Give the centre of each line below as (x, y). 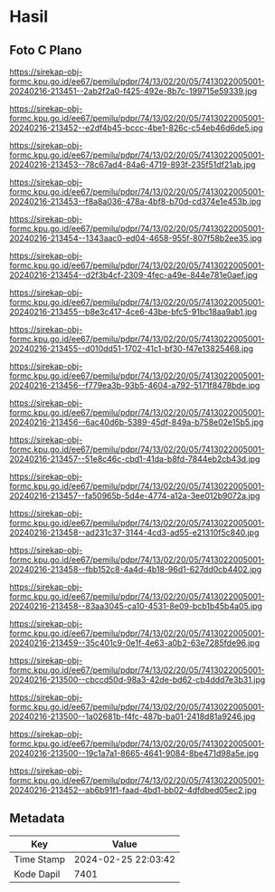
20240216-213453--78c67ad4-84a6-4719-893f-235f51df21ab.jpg (133, 164)
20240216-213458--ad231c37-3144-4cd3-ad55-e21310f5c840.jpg (134, 532)
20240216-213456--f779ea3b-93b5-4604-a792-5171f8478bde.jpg (135, 385)
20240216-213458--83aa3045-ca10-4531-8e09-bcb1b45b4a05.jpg (136, 606)
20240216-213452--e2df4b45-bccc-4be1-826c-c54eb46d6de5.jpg (137, 128)
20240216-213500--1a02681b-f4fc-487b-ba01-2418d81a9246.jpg (133, 716)
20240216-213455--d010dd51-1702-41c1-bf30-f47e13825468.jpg (132, 349)
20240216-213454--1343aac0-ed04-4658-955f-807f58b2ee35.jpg (136, 238)
